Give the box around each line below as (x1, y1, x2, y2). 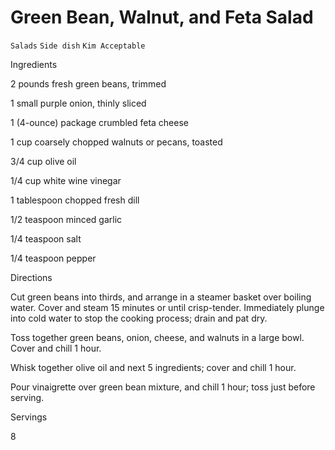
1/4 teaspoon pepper (10, 252, 97, 264)
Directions (10, 271, 53, 283)
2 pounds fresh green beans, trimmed (10, 77, 167, 90)
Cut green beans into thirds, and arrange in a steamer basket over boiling (10, 291, 312, 303)
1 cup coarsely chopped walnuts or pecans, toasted (10, 136, 223, 148)
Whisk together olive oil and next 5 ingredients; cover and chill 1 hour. (10, 361, 297, 373)
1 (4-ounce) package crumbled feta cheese (10, 116, 189, 128)
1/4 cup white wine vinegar (10, 174, 122, 186)
